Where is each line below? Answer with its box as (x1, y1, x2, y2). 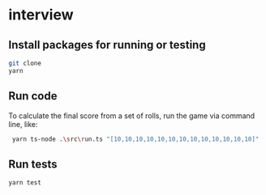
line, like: (8, 119, 38, 129)
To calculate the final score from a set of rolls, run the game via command (8, 111, 255, 121)
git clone (8, 59, 42, 67)
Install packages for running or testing (8, 38, 206, 52)
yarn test (8, 179, 42, 187)
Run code (8, 89, 58, 103)
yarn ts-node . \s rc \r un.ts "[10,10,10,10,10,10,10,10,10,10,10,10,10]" (11, 135, 260, 143)
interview (8, 6, 74, 24)
